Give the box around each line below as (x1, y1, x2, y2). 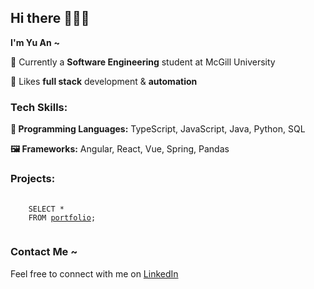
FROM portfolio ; (28, 213, 97, 223)
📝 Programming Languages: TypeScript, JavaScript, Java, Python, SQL (10, 123, 306, 135)
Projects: (10, 172, 56, 186)
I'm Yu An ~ (10, 36, 61, 48)
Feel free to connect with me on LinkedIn (10, 267, 179, 280)
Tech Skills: (10, 100, 68, 114)
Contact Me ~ (10, 245, 78, 259)
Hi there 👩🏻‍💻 (10, 10, 90, 27)
